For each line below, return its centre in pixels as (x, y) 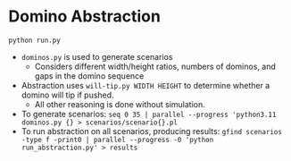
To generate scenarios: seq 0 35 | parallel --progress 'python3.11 (149, 114)
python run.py (35, 40)
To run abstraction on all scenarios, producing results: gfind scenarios (152, 131)
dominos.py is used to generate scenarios (97, 56)
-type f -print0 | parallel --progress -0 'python (117, 140)
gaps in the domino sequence (89, 76)
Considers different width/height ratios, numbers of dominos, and (155, 66)
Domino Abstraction (85, 17)
